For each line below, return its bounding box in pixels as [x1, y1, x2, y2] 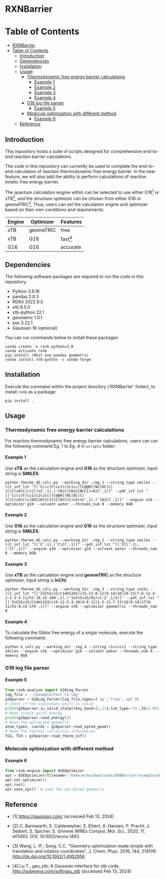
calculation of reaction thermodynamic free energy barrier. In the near [14, 168, 156, 174]
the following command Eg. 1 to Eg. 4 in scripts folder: [5, 443, 116, 449]
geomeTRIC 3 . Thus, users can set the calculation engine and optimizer [5, 201, 148, 207]
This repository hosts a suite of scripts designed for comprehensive [5, 148, 142, 154]
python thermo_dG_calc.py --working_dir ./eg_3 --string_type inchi [5, 587, 148, 592]
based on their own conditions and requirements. [5, 206, 105, 213]
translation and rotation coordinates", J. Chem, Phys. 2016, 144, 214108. [12, 848, 157, 854]
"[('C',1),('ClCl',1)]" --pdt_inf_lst [31, 542, 111, 547]
